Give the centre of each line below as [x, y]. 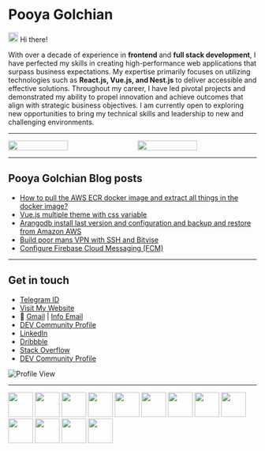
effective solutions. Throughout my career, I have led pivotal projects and [127, 88]
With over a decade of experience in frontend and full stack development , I [132, 55]
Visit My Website [47, 308]
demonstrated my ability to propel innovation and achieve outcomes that [126, 97]
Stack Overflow [45, 350]
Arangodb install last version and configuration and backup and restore [135, 222]
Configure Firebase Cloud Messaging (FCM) [91, 248]
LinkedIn [34, 333]
